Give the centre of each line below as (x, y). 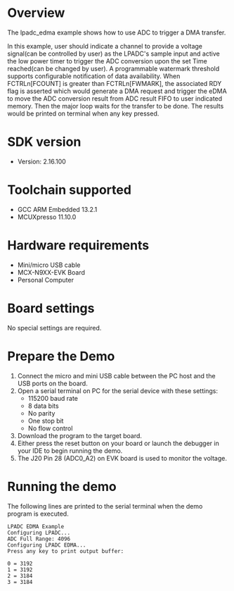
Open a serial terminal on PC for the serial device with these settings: (117, 391)
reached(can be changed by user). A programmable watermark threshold (113, 68)
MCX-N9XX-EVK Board (51, 272)
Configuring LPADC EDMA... (47, 545)
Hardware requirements (78, 245)
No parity (41, 413)
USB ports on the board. (52, 383)
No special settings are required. (54, 328)
